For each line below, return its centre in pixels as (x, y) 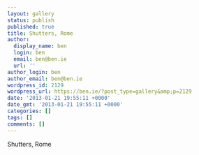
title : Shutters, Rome (40, 33)
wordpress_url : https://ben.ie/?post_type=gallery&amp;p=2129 (99, 91)
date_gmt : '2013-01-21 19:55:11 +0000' (65, 105)
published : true (31, 27)
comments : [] (26, 124)
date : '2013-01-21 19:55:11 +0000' (59, 98)
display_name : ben (40, 46)
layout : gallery (31, 14)
